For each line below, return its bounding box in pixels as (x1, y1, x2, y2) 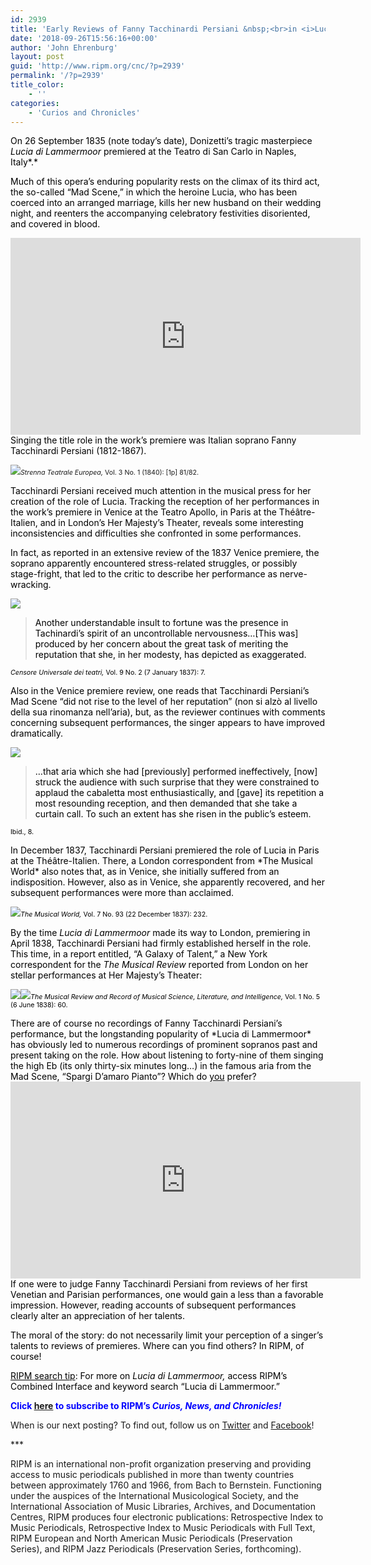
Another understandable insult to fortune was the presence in (34, 617, 289, 629)
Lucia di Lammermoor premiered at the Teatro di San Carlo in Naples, (10, 146, 297, 158)
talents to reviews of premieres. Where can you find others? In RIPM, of (10, 1340, 305, 1352)
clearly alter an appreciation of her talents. (10, 1310, 186, 1322)
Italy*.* (10, 156, 38, 168)
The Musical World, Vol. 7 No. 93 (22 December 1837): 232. (20, 910, 208, 920)
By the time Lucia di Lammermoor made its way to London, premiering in (10, 927, 311, 939)
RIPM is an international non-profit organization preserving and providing (10, 1458, 312, 1470)
